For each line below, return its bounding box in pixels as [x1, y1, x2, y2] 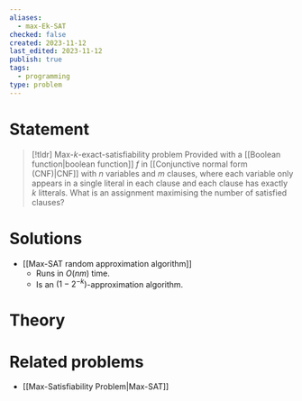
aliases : [9, 13, 42, 23]
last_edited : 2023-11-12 [9, 47, 103, 56]
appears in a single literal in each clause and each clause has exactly [31, 178, 288, 188]
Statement [9, 119, 90, 140]
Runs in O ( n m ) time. [35, 268, 110, 278]
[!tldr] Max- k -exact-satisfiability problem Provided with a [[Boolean [31, 149, 281, 159]
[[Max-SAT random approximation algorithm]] [22, 258, 192, 269]
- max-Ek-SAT [17, 22, 67, 31]
